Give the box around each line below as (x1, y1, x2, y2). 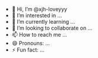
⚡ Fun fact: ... (11, 46, 45, 53)
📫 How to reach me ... (11, 31, 67, 38)
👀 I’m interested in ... (11, 12, 62, 19)
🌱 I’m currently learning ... (11, 18, 75, 25)
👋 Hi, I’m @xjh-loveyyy (11, 6, 67, 12)
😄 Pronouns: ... (11, 40, 50, 47)
